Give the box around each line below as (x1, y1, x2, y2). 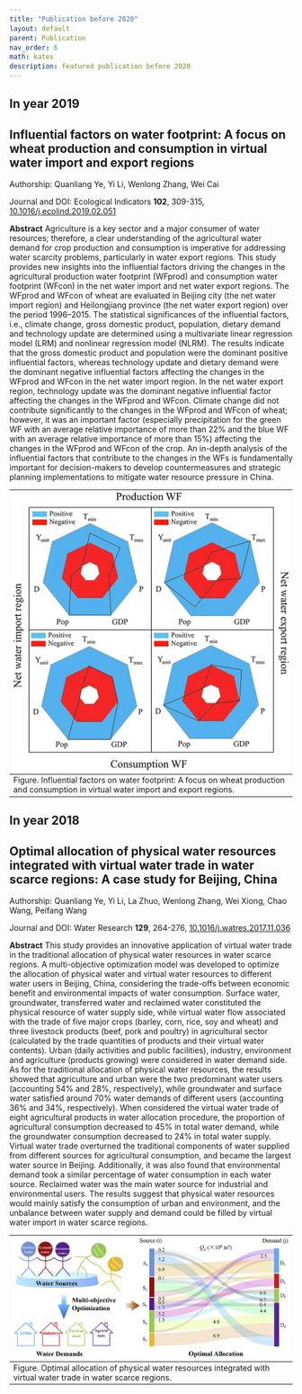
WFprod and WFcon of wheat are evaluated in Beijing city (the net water (9, 290, 277, 301)
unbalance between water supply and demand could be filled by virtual (9, 1208, 272, 1218)
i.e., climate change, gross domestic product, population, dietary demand (9, 319, 281, 330)
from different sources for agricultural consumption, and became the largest (9, 1150, 292, 1160)
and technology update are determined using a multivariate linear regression (9, 328, 293, 339)
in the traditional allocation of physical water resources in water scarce (9, 950, 272, 960)
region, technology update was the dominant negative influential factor (9, 386, 272, 397)
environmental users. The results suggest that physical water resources (9, 1188, 275, 1199)
